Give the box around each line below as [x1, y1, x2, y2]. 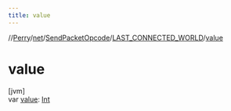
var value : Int [8, 95, 50, 104]
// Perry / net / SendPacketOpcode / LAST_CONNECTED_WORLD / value [8, 33, 223, 42]
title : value [8, 11, 51, 20]
